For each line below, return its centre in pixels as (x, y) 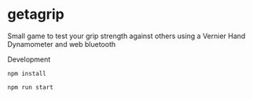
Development (29, 59)
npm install (27, 73)
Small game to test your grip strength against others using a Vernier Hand (126, 36)
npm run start (31, 87)
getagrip (36, 14)
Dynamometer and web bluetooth (62, 44)
